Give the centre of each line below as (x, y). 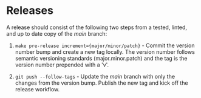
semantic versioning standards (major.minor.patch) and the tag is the (101, 58)
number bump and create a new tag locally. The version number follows (105, 51)
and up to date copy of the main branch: (57, 33)
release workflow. (37, 89)
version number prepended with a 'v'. (62, 65)
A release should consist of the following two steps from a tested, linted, (97, 27)
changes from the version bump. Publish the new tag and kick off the (101, 83)
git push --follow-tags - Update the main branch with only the (95, 76)
